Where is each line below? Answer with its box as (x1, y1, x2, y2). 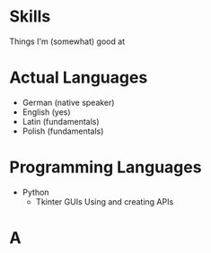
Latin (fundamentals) (22, 116, 101, 126)
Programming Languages (9, 157, 202, 178)
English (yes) (22, 106, 71, 118)
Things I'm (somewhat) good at (9, 36, 126, 47)
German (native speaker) (22, 97, 115, 108)
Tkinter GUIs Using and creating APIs (35, 196, 174, 207)
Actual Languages (9, 67, 148, 88)
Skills (9, 6, 51, 27)
